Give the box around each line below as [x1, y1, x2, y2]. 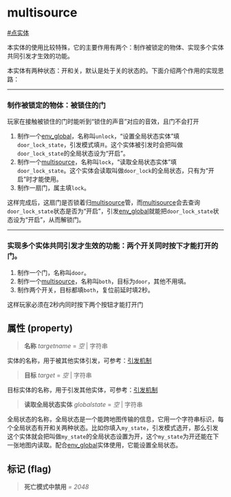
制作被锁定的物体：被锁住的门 [7, 100, 107, 110]
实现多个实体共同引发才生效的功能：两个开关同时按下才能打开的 [7, 241, 219, 251]
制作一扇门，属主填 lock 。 [16, 184, 91, 192]
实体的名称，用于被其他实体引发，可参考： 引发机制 [7, 356, 152, 365]
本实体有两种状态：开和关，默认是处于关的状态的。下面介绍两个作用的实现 [7, 66, 218, 74]
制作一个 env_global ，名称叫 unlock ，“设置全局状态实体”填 [16, 132, 180, 141]
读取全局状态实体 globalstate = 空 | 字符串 [23, 400, 143, 409]
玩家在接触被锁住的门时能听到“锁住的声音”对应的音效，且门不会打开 [7, 117, 199, 125]
